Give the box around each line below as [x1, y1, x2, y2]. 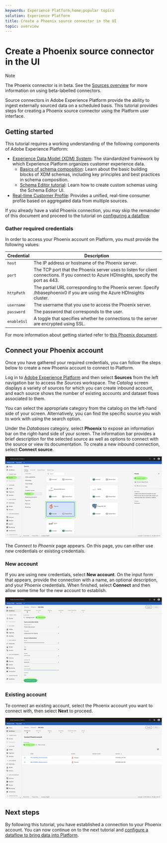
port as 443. [33, 277, 59, 283]
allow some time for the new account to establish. [5, 588, 107, 594]
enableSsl [7, 319, 28, 324]
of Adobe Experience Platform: [5, 146, 69, 152]
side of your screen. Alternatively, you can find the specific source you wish [5, 410, 161, 416]
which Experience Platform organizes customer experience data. [12, 161, 145, 166]
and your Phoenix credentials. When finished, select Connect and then [5, 582, 151, 588]
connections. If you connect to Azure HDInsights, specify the [33, 272, 158, 278]
